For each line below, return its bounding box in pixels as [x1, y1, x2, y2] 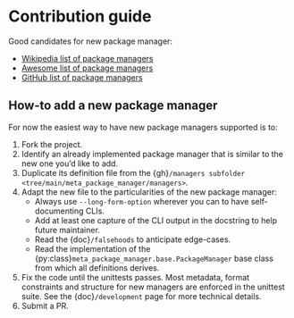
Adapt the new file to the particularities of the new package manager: [21, 186, 278, 197]
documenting [34, 205, 84, 216]
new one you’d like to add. [21, 158, 118, 169]
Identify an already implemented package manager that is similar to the [21, 148, 283, 159]
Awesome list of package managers [21, 63, 154, 73]
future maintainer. [34, 224, 100, 235]
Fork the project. [21, 138, 83, 149]
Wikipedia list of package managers [21, 53, 154, 63]
